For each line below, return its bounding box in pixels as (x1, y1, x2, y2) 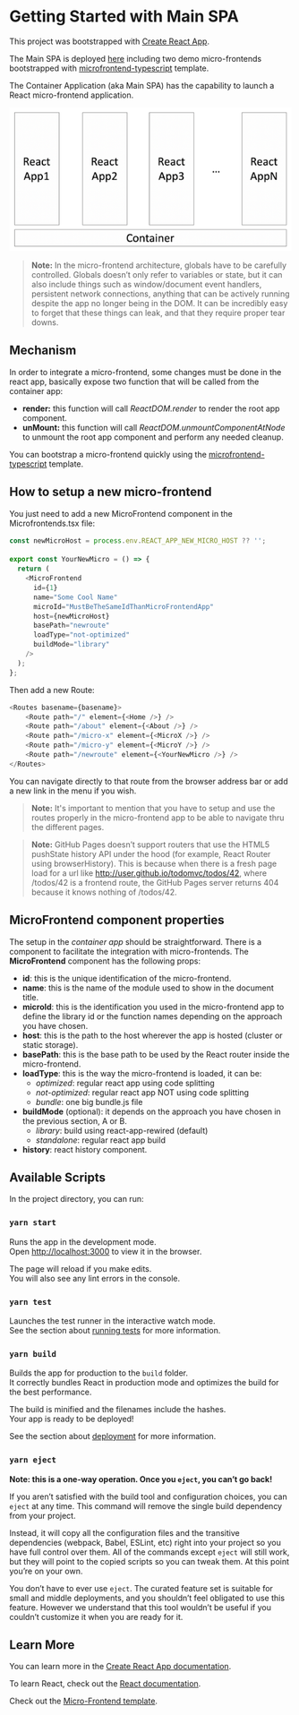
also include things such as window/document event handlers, (30, 279, 262, 289)
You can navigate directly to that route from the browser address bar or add (9, 776, 288, 786)
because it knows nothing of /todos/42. (30, 887, 177, 897)
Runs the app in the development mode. (9, 1236, 157, 1247)
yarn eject (9, 1455, 56, 1465)
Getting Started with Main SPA (9, 6, 239, 27)
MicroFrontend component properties (9, 913, 226, 928)
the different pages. (30, 821, 105, 832)
